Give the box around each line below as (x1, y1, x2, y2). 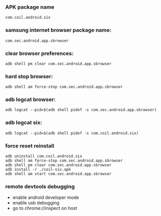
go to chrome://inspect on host (12, 205, 77, 211)
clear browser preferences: (5, 49, 74, 57)
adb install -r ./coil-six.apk (5, 167, 71, 172)
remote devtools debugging (5, 183, 75, 190)
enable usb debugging (12, 200, 60, 206)
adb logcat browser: (5, 96, 56, 103)
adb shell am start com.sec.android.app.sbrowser (5, 172, 112, 177)
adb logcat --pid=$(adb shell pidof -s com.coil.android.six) (5, 130, 139, 136)
